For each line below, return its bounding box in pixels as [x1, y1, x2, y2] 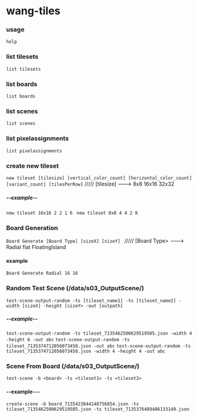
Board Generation [6, 224, 58, 232]
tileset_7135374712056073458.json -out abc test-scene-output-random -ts [6, 343, 191, 349]
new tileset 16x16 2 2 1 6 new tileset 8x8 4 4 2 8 [6, 210, 138, 216]
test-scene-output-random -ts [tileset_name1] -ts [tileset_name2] [6, 297, 177, 304]
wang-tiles [6, 4, 61, 18]
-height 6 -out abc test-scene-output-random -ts [6, 337, 130, 342]
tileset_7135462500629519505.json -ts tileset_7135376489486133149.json [6, 406, 190, 413]
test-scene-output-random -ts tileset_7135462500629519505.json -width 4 [6, 330, 193, 337]
